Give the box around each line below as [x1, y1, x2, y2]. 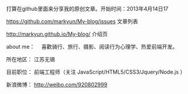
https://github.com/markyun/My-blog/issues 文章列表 [6, 18, 139, 25]
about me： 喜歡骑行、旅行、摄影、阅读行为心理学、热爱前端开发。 [6, 43, 178, 50]
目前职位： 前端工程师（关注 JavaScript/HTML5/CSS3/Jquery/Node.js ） [6, 68, 186, 76]
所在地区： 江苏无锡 [6, 56, 55, 62]
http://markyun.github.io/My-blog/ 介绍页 [6, 30, 108, 37]
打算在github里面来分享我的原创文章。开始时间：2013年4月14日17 [6, 5, 169, 12]
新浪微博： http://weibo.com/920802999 [6, 81, 108, 88]
